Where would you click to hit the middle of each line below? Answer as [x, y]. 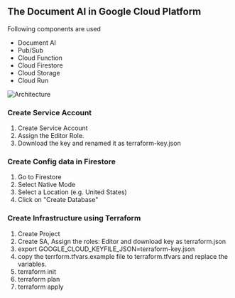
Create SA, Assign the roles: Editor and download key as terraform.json [121, 241]
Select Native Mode [47, 185]
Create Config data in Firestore [61, 161]
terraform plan [39, 279]
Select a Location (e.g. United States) [72, 192]
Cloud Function [40, 58]
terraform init [37, 271]
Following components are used [54, 28]
